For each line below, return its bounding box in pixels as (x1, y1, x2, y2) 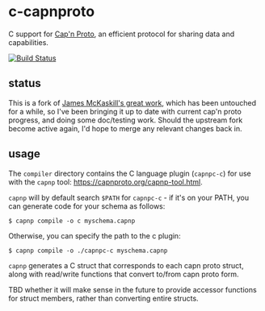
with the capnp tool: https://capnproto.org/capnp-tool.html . (8, 176, 204, 187)
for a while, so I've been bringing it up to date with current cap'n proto (8, 106, 242, 116)
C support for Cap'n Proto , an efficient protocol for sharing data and (8, 29, 235, 39)
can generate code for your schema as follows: (8, 201, 166, 211)
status (8, 77, 42, 90)
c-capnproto (8, 2, 95, 21)
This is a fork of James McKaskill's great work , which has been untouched (8, 97, 257, 107)
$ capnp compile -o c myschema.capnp (8, 217, 136, 225)
